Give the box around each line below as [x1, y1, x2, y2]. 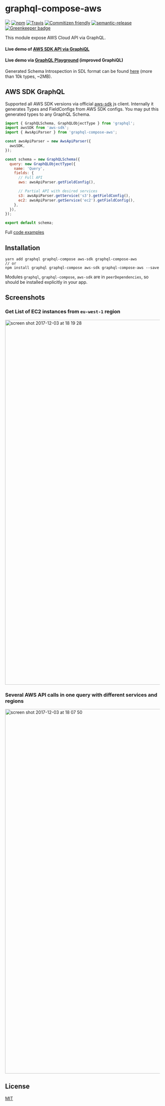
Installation [5, 243, 40, 252]
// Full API [18, 175, 43, 180]
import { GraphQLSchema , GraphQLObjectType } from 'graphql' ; [5, 121, 135, 126]
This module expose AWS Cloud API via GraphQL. [5, 34, 106, 40]
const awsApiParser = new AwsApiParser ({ [5, 139, 91, 144]
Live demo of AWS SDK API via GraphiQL [5, 46, 90, 52]
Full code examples [5, 230, 44, 235]
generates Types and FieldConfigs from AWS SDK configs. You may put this [5, 106, 159, 112]
